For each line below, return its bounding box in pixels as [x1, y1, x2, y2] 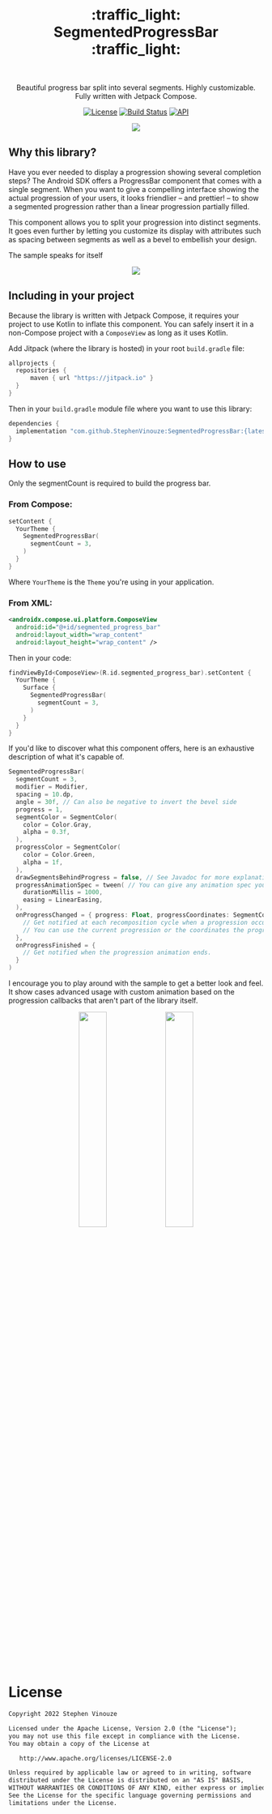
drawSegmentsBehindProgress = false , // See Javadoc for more [15, 873, 230, 881]
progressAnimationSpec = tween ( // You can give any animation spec [15, 881, 252, 889]
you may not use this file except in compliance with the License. [8, 1732, 241, 1740]
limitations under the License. [8, 1799, 117, 1807]
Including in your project [8, 289, 135, 303]
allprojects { [8, 359, 57, 367]
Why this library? [8, 146, 97, 160]
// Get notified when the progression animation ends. [23, 948, 212, 957]
